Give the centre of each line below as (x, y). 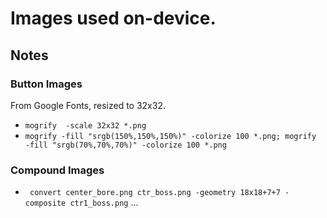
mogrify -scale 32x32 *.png (85, 125)
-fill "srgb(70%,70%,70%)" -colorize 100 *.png (125, 145)
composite (45, 203)
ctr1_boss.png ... (104, 203)
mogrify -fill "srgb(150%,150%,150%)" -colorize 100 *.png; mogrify (170, 136)
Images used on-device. (113, 18)
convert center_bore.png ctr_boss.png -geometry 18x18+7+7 (155, 193)
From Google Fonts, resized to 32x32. (88, 105)
